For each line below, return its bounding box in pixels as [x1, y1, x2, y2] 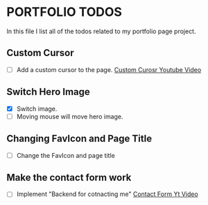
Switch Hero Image [6, 86, 91, 98]
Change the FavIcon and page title [16, 151, 115, 159]
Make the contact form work [6, 172, 132, 184]
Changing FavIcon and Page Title [6, 133, 153, 145]
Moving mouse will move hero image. [16, 112, 123, 121]
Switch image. [16, 105, 58, 113]
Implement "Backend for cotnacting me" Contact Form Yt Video [16, 190, 198, 198]
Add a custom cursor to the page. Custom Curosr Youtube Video [16, 65, 202, 73]
